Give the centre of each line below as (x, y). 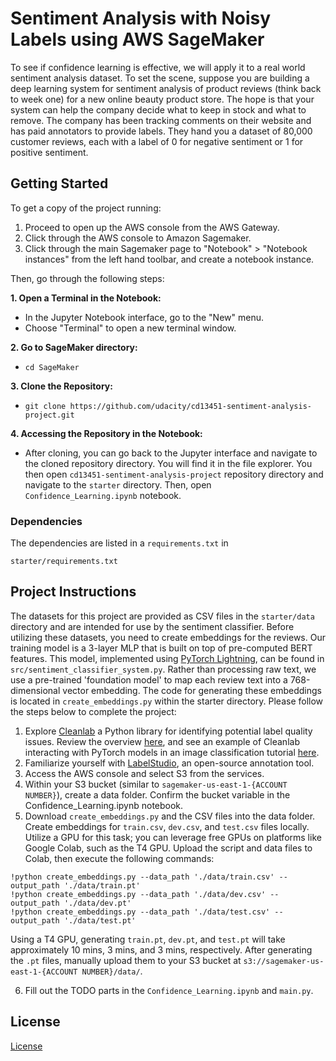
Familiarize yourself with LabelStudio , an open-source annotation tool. (169, 763)
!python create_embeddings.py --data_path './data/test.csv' (140, 912)
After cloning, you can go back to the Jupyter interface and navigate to (171, 453)
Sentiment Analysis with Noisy (141, 18)
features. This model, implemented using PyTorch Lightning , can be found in (167, 658)
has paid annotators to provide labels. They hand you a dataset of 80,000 (161, 131)
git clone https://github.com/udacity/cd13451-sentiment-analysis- (168, 406)
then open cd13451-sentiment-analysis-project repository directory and (174, 474)
